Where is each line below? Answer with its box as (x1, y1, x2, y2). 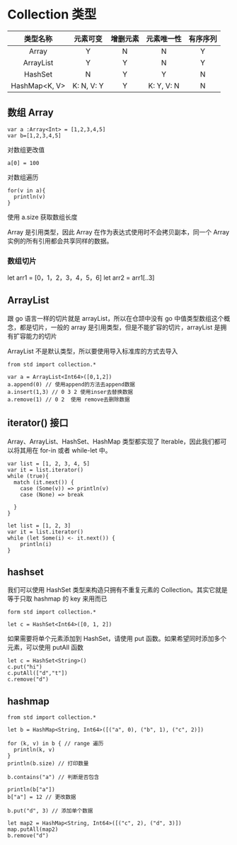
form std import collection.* (7, 608, 97, 616)
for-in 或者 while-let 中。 (40, 446, 112, 454)
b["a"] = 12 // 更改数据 (7, 794, 76, 801)
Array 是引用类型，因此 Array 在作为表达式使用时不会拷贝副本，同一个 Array (7, 227, 230, 236)
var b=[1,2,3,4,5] (7, 132, 62, 139)
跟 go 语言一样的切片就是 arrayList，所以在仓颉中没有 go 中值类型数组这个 (7, 314, 224, 322)
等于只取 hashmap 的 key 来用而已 (7, 594, 108, 603)
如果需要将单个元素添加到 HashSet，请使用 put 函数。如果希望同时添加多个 (7, 635, 226, 643)
